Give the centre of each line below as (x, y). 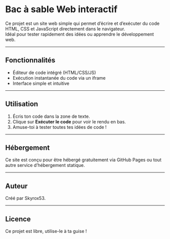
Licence (18, 219)
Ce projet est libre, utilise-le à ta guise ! (46, 231)
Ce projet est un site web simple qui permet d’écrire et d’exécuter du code (82, 23)
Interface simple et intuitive (41, 83)
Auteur (16, 186)
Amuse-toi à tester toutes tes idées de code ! (60, 127)
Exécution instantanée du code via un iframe (59, 78)
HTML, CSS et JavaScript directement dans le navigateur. (65, 28)
